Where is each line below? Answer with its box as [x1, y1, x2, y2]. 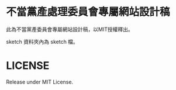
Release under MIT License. [6, 78, 74, 85]
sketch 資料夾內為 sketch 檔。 [6, 38, 79, 45]
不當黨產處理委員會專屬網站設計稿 [6, 5, 171, 19]
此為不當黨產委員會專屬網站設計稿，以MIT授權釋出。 [6, 26, 133, 33]
